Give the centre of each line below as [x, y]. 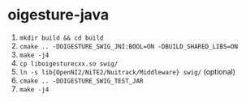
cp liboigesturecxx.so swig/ [69, 64]
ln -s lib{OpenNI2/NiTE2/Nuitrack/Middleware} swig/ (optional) [127, 71]
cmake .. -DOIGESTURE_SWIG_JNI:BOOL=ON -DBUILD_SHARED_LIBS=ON [129, 46]
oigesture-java [58, 15]
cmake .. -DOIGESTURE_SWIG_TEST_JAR [81, 81]
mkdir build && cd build [61, 38]
